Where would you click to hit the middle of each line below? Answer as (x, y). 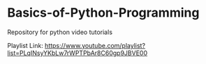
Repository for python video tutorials (60, 32)
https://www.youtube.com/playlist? (95, 45)
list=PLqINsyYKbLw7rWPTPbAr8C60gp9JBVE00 (78, 53)
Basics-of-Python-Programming (103, 13)
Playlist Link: (25, 45)
